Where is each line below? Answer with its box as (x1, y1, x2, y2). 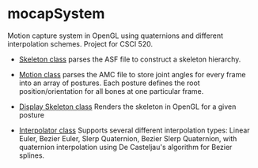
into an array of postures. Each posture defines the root (18, 78, 200, 88)
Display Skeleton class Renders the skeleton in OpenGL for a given (18, 102, 237, 111)
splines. (18, 151, 45, 160)
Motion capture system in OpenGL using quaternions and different (7, 31, 223, 40)
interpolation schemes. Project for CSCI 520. (7, 39, 154, 48)
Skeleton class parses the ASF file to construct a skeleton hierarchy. (18, 54, 241, 64)
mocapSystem (7, 5, 105, 23)
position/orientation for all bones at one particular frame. (18, 86, 204, 95)
